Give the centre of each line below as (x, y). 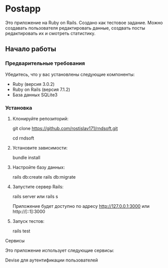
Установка (19, 107)
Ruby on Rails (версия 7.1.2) (41, 89)
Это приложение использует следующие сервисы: (60, 250)
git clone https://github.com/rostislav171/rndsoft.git (65, 128)
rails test (21, 231)
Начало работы (31, 49)
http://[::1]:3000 (29, 211)
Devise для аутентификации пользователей (52, 260)
